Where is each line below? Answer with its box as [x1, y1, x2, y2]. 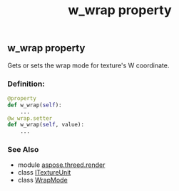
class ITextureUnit [17, 168, 71, 177]
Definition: [7, 79, 45, 89]
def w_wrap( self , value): [7, 121, 84, 129]
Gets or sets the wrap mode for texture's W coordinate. [7, 61, 170, 70]
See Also [7, 145, 39, 155]
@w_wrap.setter [7, 114, 53, 122]
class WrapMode [17, 176, 68, 185]
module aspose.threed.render [17, 160, 106, 169]
